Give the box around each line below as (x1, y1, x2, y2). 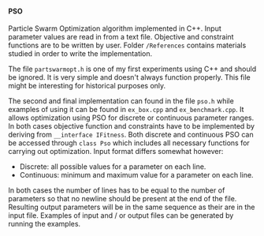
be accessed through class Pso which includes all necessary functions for (8, 138, 250, 148)
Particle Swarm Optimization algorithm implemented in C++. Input (8, 24, 222, 33)
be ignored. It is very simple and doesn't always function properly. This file (8, 73, 251, 82)
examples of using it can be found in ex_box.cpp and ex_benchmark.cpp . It (8, 105, 244, 114)
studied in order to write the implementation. (8, 49, 153, 58)
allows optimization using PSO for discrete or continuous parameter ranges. (8, 113, 255, 122)
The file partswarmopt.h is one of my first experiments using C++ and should (8, 64, 257, 74)
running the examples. (8, 219, 81, 229)
